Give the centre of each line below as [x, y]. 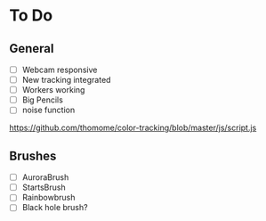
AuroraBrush [45, 177]
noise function [48, 110]
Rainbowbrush [48, 198]
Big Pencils [43, 100]
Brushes [33, 156]
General [32, 49]
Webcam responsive [60, 70]
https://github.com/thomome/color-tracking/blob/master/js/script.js [133, 128]
